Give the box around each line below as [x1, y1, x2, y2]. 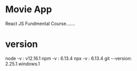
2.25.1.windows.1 [5, 60, 40, 67]
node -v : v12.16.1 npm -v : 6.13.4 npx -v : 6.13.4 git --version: [5, 55, 132, 61]
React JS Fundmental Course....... [5, 20, 75, 27]
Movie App [5, 4, 52, 15]
